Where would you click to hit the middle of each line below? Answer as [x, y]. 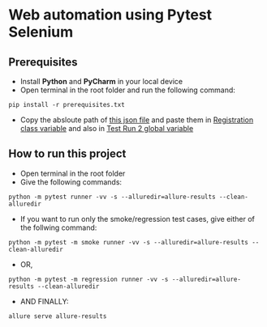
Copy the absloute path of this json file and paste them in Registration [137, 120]
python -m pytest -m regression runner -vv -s [88, 279]
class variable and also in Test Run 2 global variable [107, 128]
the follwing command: [58, 227]
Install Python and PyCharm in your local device [101, 81]
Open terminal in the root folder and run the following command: [127, 90]
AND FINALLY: [44, 301]
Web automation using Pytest [110, 15]
